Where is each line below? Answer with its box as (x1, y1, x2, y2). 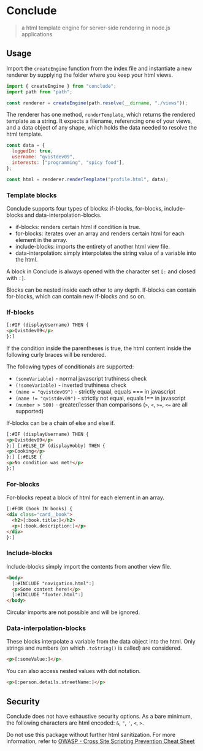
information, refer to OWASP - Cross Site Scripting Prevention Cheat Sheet (6, 737, 195, 745)
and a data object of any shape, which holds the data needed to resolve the (6, 124, 197, 131)
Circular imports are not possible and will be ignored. (6, 609, 140, 616)
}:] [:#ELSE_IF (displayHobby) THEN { (6, 443, 105, 449)
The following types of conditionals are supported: (6, 363, 134, 370)
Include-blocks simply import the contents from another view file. (6, 562, 172, 570)
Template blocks (6, 191, 57, 200)
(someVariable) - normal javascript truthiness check (15, 375, 147, 382)
